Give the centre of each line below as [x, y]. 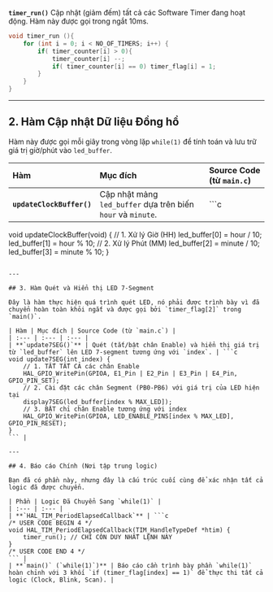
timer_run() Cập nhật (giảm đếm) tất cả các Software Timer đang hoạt [127, 13]
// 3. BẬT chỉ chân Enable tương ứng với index [105, 409]
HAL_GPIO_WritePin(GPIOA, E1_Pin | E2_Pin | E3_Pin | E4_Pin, [130, 373]
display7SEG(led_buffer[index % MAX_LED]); [98, 402]
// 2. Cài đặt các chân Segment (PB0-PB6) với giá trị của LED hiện [141, 387]
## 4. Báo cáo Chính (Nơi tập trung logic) [83, 466]
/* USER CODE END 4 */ [47, 551]
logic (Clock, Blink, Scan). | [61, 580]
